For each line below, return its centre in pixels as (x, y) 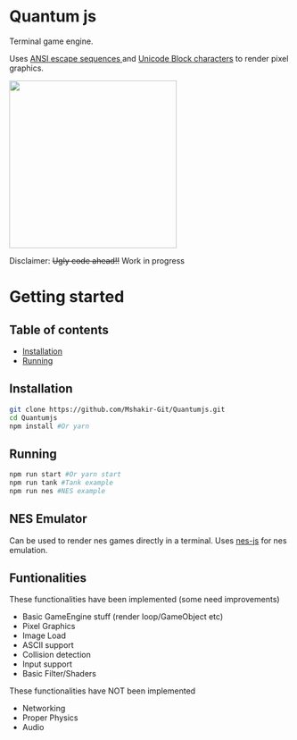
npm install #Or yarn (49, 426)
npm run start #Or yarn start (66, 475)
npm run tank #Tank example (62, 483)
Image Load (44, 635)
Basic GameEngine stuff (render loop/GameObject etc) (123, 617)
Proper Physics (50, 718)
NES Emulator (48, 519)
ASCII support (48, 645)
